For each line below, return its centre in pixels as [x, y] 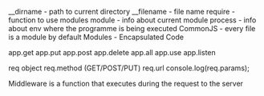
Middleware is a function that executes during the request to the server [126, 84]
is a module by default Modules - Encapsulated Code [96, 37]
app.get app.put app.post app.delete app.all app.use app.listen [112, 52]
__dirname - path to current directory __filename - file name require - [122, 12]
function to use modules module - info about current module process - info [132, 20]
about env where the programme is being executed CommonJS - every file [132, 28]
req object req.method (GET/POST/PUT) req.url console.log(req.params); [129, 68]
